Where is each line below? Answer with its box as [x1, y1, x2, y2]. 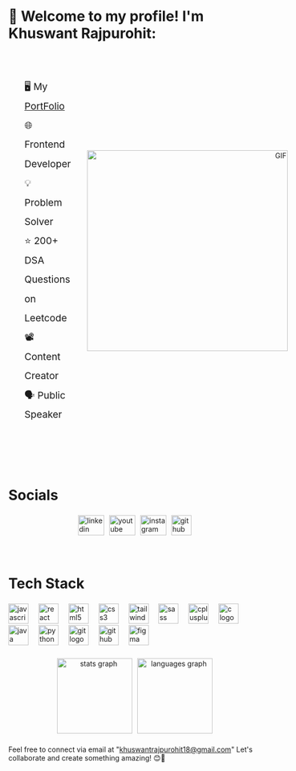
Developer [24, 157, 71, 170]
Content [24, 349, 61, 363]
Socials [8, 486, 59, 504]
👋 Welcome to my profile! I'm [8, 7, 205, 26]
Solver [24, 214, 54, 228]
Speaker [24, 408, 63, 421]
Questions [24, 273, 71, 286]
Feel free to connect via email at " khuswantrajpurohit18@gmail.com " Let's [8, 744, 253, 754]
